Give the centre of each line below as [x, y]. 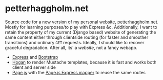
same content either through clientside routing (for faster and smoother [77, 37]
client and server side [34, 67]
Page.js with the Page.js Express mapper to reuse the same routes [79, 72]
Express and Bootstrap [35, 57]
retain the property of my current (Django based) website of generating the [81, 32]
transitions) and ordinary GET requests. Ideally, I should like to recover [75, 42]
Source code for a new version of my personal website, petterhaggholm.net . [82, 22]
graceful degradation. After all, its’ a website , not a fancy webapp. [71, 48]
